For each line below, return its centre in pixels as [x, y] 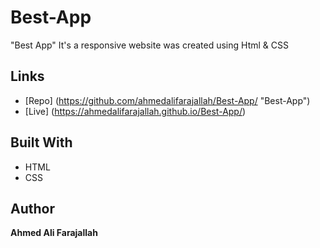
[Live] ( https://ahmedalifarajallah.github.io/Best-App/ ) [135, 111]
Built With [41, 142]
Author [32, 208]
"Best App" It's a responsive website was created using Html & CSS [149, 45]
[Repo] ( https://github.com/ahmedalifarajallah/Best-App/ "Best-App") [167, 100]
